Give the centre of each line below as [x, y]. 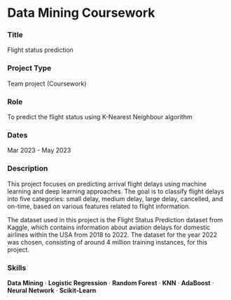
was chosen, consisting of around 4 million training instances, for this [107, 242]
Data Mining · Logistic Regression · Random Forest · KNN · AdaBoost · [111, 282]
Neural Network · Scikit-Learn [52, 290]
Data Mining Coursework [81, 13]
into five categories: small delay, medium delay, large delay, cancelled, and [115, 198]
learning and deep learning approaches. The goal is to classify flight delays [116, 191]
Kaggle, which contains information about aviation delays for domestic [109, 227]
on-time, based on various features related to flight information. [99, 206]
